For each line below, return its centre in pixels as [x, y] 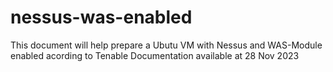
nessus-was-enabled [101, 17]
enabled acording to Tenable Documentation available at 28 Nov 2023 [155, 55]
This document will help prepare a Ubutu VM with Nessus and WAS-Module [166, 45]
